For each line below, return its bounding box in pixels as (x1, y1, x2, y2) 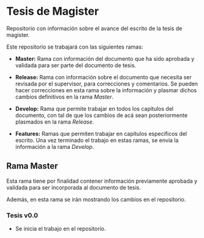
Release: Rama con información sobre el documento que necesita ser (15, 73, 192, 81)
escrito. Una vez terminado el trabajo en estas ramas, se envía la (15, 137, 179, 144)
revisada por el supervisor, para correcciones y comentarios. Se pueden (15, 80, 198, 87)
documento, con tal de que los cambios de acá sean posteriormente (15, 111, 188, 119)
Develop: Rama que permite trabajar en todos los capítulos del (15, 105, 173, 112)
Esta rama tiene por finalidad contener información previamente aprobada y (6, 177, 198, 184)
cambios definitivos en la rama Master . (15, 93, 114, 100)
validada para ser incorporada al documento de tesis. (6, 183, 142, 191)
